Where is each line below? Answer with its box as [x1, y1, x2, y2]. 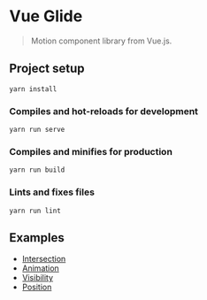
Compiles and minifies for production [9, 145, 172, 158]
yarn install [9, 84, 57, 94]
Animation [21, 263, 59, 273]
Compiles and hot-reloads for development [9, 104, 199, 117]
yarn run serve [9, 126, 65, 135]
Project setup [9, 61, 86, 76]
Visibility [21, 273, 54, 283]
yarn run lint [9, 206, 62, 215]
